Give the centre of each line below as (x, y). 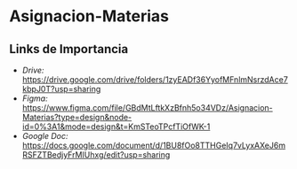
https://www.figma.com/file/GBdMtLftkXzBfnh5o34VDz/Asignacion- (147, 108)
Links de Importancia (69, 49)
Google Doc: (45, 136)
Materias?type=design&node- (77, 117)
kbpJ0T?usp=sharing (61, 89)
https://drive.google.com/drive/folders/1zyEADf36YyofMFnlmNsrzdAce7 (155, 80)
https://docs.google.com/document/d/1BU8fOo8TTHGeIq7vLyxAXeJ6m (154, 145)
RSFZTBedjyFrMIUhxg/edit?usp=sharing (96, 155)
